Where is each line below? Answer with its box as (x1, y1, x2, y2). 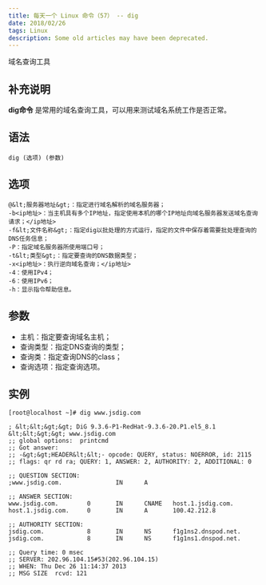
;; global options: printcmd (8, 437, 109, 445)
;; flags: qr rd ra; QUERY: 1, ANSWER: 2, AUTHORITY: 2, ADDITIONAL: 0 (8, 458, 252, 466)
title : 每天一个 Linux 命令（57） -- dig (8, 11, 138, 20)
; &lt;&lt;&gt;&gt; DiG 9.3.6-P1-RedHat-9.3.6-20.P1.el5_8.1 (8, 423, 216, 431)
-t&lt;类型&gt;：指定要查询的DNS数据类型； (8, 251, 138, 259)
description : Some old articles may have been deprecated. (8, 34, 209, 42)
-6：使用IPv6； (8, 277, 54, 285)
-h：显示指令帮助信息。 (8, 285, 76, 294)
